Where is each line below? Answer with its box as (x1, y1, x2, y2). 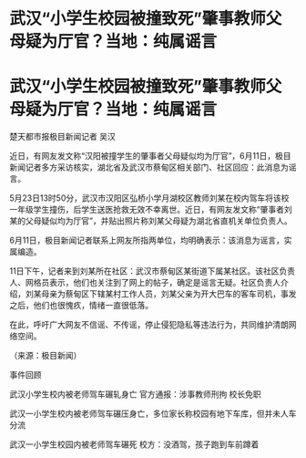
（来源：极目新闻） (9, 350, 82, 361)
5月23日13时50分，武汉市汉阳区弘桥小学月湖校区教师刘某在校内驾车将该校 (9, 193, 290, 203)
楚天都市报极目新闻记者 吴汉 (9, 131, 116, 142)
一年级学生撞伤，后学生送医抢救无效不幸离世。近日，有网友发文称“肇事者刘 (9, 204, 293, 215)
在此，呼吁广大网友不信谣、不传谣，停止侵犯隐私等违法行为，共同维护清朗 (9, 319, 289, 330)
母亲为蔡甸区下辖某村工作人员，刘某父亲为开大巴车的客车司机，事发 (40, 288, 297, 299)
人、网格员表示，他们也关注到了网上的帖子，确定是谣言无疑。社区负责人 (9, 277, 280, 288)
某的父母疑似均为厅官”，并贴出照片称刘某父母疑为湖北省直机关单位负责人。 (9, 215, 293, 226)
